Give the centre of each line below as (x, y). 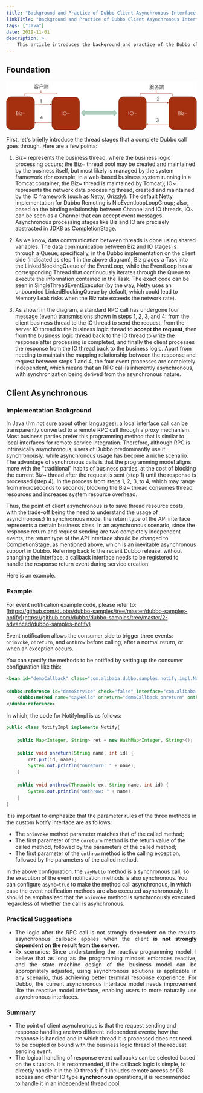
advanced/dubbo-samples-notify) (49, 624)
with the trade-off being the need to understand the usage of (82, 512)
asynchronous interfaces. (47, 997)
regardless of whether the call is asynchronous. (66, 903)
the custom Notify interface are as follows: (59, 822)
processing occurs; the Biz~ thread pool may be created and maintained (105, 164)
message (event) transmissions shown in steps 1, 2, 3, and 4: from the (102, 316)
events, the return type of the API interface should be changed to (87, 538)
